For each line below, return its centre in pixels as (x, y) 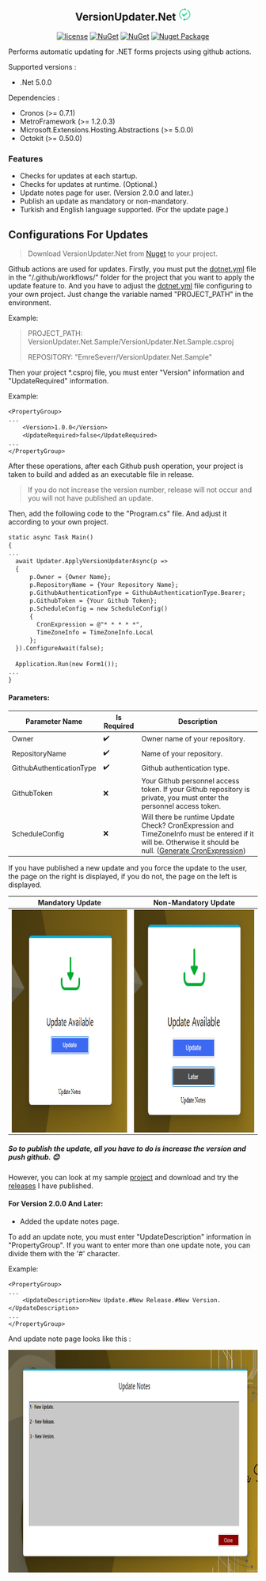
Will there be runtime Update (188, 817)
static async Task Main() (51, 537)
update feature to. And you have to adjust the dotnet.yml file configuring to (130, 285)
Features (26, 158)
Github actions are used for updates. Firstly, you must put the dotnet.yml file (133, 269)
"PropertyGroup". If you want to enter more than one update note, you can (129, 1245)
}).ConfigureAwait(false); (60, 648)
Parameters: (29, 697)
